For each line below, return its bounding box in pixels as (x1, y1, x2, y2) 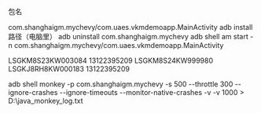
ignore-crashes (8, 88, 58, 97)
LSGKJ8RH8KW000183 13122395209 (8, 64, 130, 73)
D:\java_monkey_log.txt (8, 97, 84, 105)
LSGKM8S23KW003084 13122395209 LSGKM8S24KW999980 (8, 56, 214, 65)
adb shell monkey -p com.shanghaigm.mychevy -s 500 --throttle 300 (8, 79, 233, 89)
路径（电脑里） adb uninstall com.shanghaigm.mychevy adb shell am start (8, 32, 249, 41)
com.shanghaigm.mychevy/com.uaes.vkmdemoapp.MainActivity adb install (8, 23, 253, 31)
